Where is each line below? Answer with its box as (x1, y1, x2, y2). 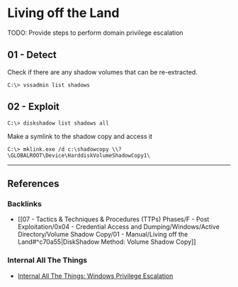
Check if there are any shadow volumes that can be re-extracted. (7, 67, 198, 76)
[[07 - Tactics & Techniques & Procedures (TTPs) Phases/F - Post (17, 215, 210, 224)
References (7, 177, 59, 189)
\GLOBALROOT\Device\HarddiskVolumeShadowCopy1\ (7, 152, 151, 159)
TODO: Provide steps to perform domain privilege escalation (7, 28, 183, 37)
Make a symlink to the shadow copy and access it (7, 132, 153, 140)
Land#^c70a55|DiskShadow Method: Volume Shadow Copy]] (17, 237, 196, 246)
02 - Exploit (7, 101, 60, 113)
